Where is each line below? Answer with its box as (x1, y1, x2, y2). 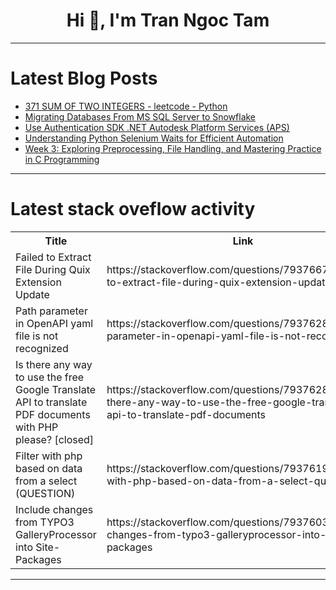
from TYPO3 (15, 515, 75, 529)
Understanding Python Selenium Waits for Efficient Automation (24, 132, 284, 144)
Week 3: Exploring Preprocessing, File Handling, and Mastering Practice (24, 142, 322, 154)
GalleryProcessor (15, 527, 97, 541)
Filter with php (15, 449, 83, 463)
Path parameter (15, 304, 88, 318)
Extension (15, 275, 62, 289)
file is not (15, 329, 59, 343)
